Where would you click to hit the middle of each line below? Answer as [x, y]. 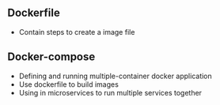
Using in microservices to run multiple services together [110, 92]
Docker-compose [51, 57]
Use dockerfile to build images [69, 84]
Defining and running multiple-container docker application [116, 76]
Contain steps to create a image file [77, 32]
